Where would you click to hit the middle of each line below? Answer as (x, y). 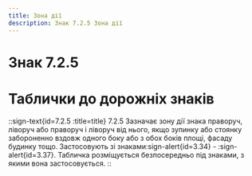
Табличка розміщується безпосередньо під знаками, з (151, 154)
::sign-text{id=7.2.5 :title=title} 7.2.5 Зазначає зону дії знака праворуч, (126, 121)
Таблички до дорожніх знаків (111, 98)
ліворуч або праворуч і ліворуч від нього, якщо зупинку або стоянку (125, 129)
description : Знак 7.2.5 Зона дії (66, 23)
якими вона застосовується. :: (60, 163)
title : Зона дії (35, 16)
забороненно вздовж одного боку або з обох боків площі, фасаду (120, 138)
